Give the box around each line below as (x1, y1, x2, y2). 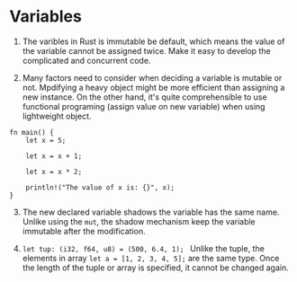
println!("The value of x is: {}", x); (25, 182, 175, 192)
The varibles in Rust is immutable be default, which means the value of (22, 36, 285, 47)
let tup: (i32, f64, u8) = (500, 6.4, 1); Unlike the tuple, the (22, 242, 265, 253)
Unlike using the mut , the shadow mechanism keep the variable (22, 216, 256, 226)
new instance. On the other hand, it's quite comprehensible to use (22, 92, 267, 102)
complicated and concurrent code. (22, 55, 151, 66)
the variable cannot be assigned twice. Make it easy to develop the (22, 45, 272, 56)
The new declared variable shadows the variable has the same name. (22, 207, 280, 217)
